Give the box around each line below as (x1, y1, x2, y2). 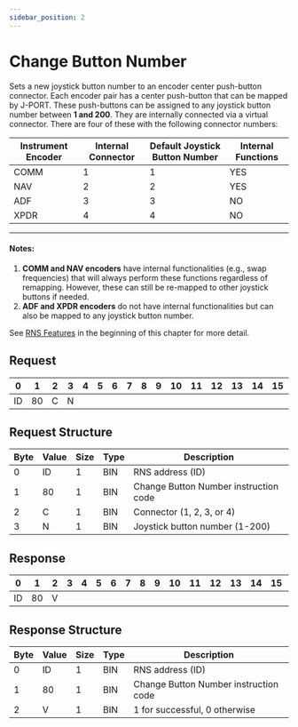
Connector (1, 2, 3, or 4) (132, 506, 236, 518)
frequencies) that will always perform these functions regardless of (21, 272, 269, 283)
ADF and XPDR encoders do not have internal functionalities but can (21, 300, 274, 311)
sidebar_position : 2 (9, 12, 86, 22)
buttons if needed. (21, 291, 90, 302)
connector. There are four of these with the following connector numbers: (9, 118, 278, 129)
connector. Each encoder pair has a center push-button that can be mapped (9, 90, 288, 100)
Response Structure (9, 622, 122, 637)
